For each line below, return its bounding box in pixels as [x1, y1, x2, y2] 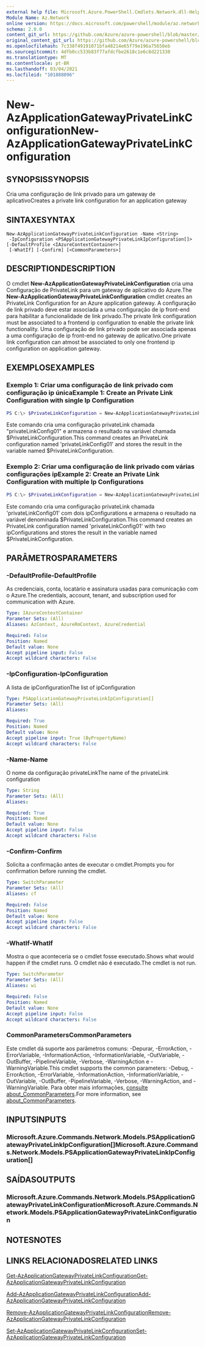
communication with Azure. [6, 598, 75, 606]
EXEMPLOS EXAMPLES [6, 362, 95, 373]
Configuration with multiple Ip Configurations [6, 478, 144, 487]
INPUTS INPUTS [6, 1114, 67, 1125]
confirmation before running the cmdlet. [6, 867, 107, 875]
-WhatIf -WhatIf [6, 939, 53, 947]
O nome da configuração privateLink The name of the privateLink [6, 769, 169, 776]
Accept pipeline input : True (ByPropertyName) [6, 735, 127, 741]
